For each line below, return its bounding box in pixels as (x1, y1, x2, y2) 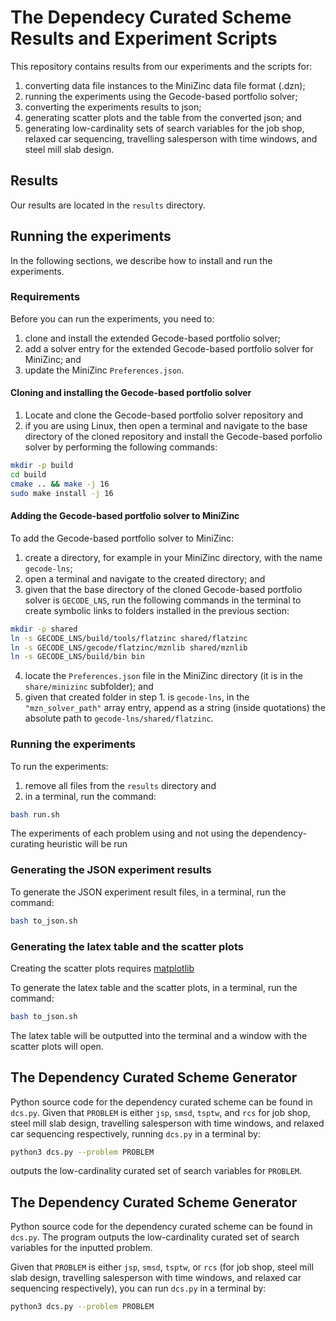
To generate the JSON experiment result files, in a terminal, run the (10, 886, 287, 898)
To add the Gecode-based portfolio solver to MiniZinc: (10, 532, 235, 544)
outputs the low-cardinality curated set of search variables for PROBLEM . (10, 1165, 303, 1177)
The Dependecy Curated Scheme (10, 6, 292, 29)
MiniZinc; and (24, 353, 82, 365)
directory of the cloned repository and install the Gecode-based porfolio (24, 431, 323, 443)
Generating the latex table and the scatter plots (10, 939, 244, 953)
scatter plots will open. (10, 1040, 104, 1052)
